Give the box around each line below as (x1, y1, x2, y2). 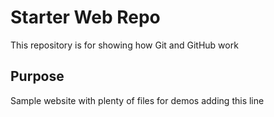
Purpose (10, 68, 65, 85)
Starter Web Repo (10, 6, 161, 29)
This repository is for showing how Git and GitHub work (10, 39, 239, 51)
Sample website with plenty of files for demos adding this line (10, 94, 265, 106)
